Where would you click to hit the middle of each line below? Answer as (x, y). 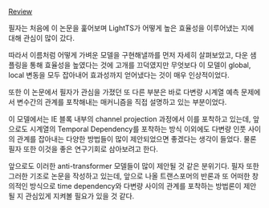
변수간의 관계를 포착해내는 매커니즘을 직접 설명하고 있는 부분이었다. (122, 102)
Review (20, 12)
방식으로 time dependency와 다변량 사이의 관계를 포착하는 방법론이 (136, 186)
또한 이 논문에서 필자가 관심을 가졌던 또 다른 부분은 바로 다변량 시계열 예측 (124, 92)
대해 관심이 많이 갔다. (41, 38)
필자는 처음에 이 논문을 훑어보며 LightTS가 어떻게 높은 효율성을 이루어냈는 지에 (131, 28)
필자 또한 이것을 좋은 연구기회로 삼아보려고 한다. (84, 149)
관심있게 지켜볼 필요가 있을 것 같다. (80, 196)
